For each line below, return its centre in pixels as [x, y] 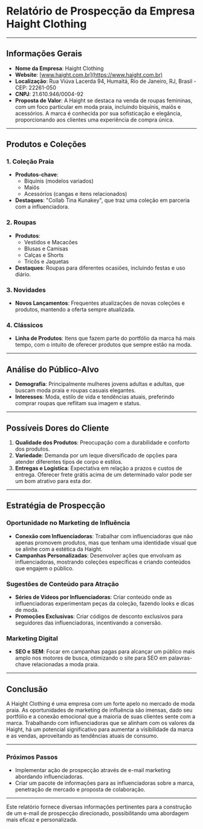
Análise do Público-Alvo [53, 369]
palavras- [180, 658]
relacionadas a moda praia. [66, 665]
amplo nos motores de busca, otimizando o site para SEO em [91, 658]
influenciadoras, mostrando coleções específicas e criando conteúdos [103, 562]
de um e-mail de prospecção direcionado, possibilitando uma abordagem [98, 813]
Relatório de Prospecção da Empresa [101, 11]
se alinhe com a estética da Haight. [59, 549]
